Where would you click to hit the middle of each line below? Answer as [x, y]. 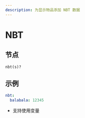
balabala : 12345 [27, 100]
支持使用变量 [26, 111]
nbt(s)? [13, 67]
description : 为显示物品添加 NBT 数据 [42, 10]
